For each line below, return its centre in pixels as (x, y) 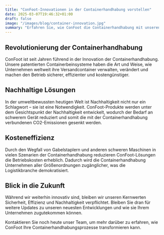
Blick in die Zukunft (35, 186)
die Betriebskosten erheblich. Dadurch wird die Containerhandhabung (75, 160)
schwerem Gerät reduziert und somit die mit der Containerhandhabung (76, 117)
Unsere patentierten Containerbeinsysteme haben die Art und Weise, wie (79, 64)
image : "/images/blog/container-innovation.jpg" (55, 23)
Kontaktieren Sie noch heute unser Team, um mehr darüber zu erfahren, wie (82, 222)
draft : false (18, 19)
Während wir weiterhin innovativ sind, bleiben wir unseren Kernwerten (76, 197)
